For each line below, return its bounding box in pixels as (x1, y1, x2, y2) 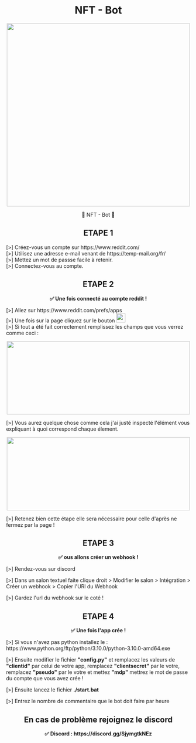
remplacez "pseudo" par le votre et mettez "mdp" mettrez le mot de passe (6, 669, 188, 676)
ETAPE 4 (82, 611, 115, 621)
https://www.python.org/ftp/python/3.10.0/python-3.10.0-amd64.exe (6, 645, 171, 652)
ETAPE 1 (83, 228, 114, 238)
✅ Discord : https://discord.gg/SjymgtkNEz (44, 730, 152, 737)
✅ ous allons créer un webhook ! (58, 554, 139, 561)
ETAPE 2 (82, 280, 114, 289)
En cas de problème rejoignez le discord (24, 714, 173, 724)
